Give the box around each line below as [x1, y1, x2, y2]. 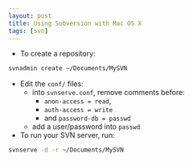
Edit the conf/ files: [19, 79, 84, 89]
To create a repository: [19, 49, 96, 59]
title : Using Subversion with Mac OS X [8, 19, 142, 27]
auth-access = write [43, 106, 113, 114]
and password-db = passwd [43, 114, 131, 123]
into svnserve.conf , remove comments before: [31, 88, 185, 98]
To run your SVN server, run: [19, 131, 115, 140]
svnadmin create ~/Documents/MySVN [8, 64, 128, 73]
